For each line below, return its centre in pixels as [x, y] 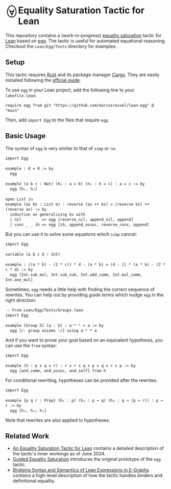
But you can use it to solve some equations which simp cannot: [71, 234]
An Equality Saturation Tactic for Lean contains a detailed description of [88, 448]
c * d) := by [19, 270]
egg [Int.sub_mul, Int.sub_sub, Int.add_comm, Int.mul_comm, [76, 275]
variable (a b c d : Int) [33, 254]
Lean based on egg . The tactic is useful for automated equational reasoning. [86, 41]
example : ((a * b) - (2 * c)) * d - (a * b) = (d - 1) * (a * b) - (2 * [86, 264]
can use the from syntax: [31, 345]
